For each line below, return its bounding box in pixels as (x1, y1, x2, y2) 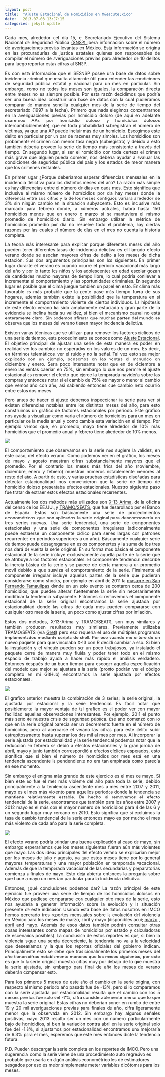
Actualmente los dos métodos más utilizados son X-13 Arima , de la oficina (5, 499, 160, 505)
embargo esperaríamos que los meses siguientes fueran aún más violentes (5, 844, 160, 850)
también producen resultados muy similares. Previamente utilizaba (5, 624, 160, 630)
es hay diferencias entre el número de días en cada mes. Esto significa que (5, 185, 160, 191)
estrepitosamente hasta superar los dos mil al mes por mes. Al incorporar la (5, 732, 160, 738)
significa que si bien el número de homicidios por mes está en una (5, 753, 160, 759)
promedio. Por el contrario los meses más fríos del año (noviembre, (5, 463, 160, 469)
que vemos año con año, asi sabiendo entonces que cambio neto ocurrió (5, 382, 160, 388)
